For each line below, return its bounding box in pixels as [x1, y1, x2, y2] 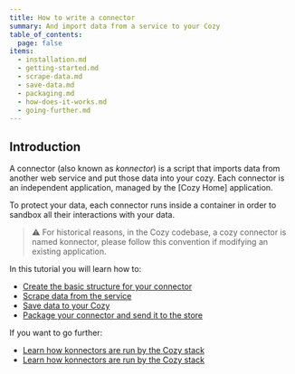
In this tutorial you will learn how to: [9, 264, 142, 275]
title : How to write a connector [9, 13, 136, 23]
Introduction [9, 139, 81, 154]
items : [9, 47, 34, 56]
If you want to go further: [9, 327, 103, 339]
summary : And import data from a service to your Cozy [9, 22, 221, 31]
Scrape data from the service [22, 291, 132, 302]
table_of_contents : [9, 30, 83, 39]
